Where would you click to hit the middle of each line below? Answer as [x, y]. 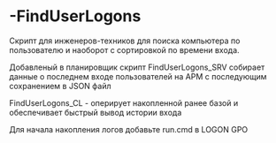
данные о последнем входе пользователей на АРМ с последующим [138, 76]
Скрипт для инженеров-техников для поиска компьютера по [125, 41]
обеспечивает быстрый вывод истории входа [96, 112]
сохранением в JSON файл [61, 86]
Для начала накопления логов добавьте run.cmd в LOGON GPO [129, 129]
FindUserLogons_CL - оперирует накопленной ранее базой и [124, 102]
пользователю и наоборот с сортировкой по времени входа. [125, 49]
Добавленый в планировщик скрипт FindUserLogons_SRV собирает [137, 67]
